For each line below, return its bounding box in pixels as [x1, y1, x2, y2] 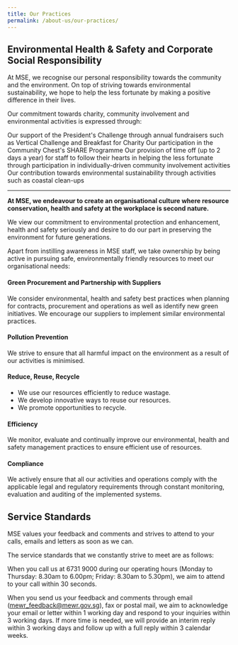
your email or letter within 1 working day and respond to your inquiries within [7, 609, 230, 617]
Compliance [7, 459, 44, 467]
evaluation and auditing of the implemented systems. [7, 490, 162, 499]
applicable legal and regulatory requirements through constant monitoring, [7, 482, 225, 491]
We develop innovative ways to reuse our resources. [17, 396, 171, 404]
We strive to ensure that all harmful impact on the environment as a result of [7, 349, 229, 357]
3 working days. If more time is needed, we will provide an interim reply [7, 616, 216, 625]
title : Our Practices [7, 10, 72, 18]
